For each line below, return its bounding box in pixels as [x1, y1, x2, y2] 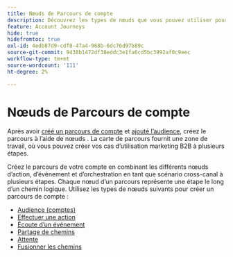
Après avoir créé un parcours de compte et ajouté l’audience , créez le [7, 127, 207, 135]
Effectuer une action [17, 213, 76, 222]
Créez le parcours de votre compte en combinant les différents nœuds [7, 163, 209, 171]
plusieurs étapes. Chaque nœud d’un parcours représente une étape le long [7, 178, 224, 186]
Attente [17, 235, 39, 244]
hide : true [7, 29, 39, 37]
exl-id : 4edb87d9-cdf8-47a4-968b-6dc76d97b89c [7, 42, 144, 49]
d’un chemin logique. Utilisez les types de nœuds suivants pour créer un [7, 185, 214, 193]
